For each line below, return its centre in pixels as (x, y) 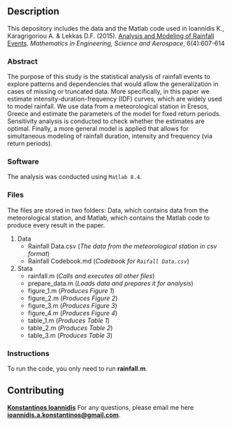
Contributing (36, 391)
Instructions (29, 353)
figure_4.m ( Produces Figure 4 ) (73, 313)
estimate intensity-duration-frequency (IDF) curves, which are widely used (115, 99)
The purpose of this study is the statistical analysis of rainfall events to (109, 77)
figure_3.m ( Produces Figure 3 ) (72, 305)
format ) (39, 253)
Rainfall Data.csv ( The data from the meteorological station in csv (122, 246)
